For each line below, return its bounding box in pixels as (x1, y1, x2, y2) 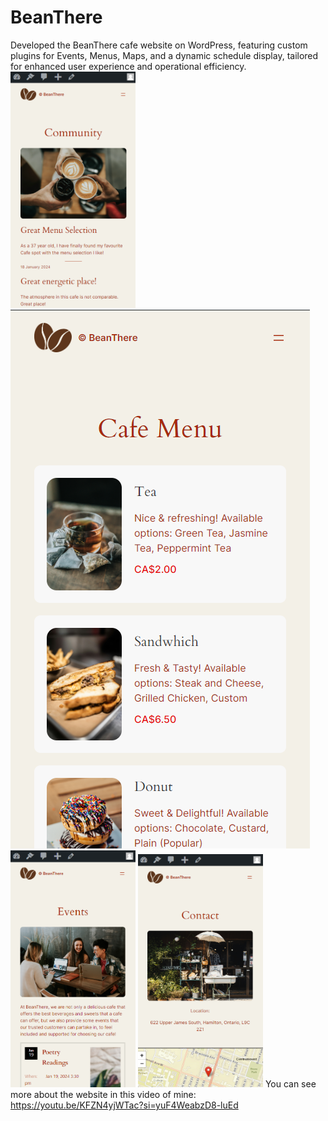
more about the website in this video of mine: (10, 1089, 197, 1101)
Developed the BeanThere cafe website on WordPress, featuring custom (10, 39, 308, 51)
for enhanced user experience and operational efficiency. (10, 60, 247, 72)
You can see (264, 1078, 317, 1090)
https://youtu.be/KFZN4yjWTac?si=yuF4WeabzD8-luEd (10, 1099, 239, 1111)
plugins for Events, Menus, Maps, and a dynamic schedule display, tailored (10, 49, 319, 61)
